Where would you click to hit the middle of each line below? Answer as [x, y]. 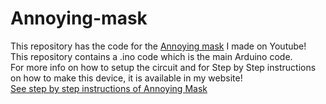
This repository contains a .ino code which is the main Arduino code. [151, 56]
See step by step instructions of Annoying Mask [109, 88]
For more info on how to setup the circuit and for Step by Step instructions [163, 67]
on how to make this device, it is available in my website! [126, 78]
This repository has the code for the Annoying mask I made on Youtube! [158, 46]
